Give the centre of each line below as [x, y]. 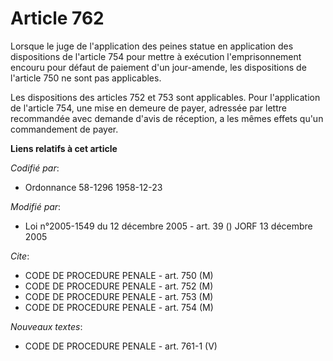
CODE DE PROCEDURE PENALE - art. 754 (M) [119, 307]
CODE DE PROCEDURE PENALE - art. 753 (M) [119, 296]
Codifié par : [35, 168]
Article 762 [57, 18]
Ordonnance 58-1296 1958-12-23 [93, 187]
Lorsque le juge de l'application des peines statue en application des [152, 46]
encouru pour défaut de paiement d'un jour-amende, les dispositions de [158, 67]
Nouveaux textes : [46, 326]
